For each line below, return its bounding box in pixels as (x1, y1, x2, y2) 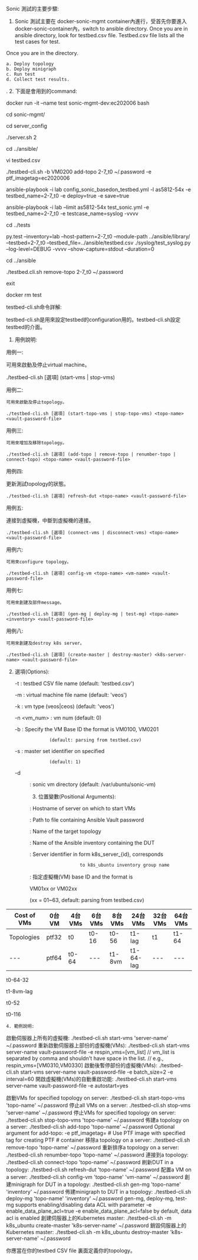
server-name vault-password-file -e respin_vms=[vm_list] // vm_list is (6, 1049, 175, 1055)
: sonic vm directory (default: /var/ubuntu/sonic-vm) (29, 781, 156, 788)
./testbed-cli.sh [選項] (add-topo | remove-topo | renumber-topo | (6, 451, 176, 457)
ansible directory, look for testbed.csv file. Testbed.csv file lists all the (14, 32, 184, 38)
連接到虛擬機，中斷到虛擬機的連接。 (6, 517, 94, 524)
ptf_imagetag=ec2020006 (6, 175, 70, 182)
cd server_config (6, 122, 47, 129)
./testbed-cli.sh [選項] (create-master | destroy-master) (6, 652, 153, 658)
